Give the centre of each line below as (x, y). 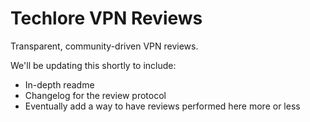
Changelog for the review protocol (95, 95)
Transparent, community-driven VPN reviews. (104, 46)
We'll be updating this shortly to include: (93, 65)
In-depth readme (59, 84)
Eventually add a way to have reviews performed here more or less (162, 106)
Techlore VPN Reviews (106, 18)
